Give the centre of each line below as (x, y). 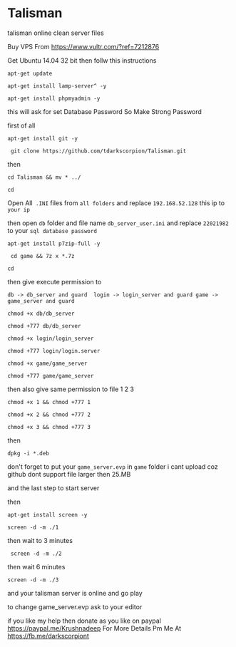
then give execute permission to (55, 281)
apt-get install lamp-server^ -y (57, 86)
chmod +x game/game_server (47, 363)
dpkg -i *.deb (29, 453)
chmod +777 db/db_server (44, 326)
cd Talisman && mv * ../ (44, 177)
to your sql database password (52, 230)
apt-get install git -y (43, 138)
